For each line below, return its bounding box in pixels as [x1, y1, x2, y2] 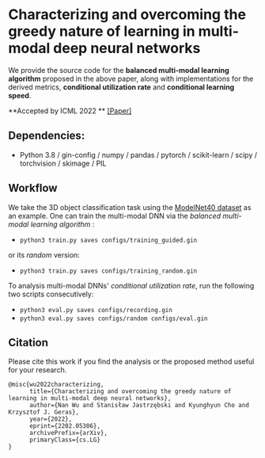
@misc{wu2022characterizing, [8, 380, 104, 389]
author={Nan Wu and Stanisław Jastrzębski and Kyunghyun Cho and [28, 402, 249, 410]
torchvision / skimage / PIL [19, 158, 107, 168]
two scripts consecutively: [8, 289, 94, 299]
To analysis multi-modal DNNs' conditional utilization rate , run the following [8, 281, 255, 290]
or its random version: [8, 250, 81, 259]
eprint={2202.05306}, [28, 422, 101, 430]
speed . [8, 90, 32, 100]
